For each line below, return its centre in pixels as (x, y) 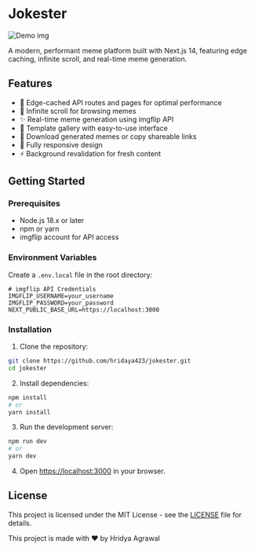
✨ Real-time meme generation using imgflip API (97, 119)
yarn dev (22, 456)
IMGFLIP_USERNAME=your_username (61, 296)
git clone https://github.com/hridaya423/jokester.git (100, 361)
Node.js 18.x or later (52, 221)
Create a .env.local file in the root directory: (80, 275)
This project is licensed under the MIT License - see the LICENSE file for (125, 514)
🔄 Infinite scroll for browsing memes (78, 111)
